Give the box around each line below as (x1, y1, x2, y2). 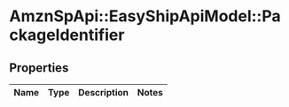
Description (78, 87, 129, 98)
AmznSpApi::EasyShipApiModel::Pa (9, 6, 281, 27)
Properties (9, 60, 69, 75)
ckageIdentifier (9, 25, 125, 45)
